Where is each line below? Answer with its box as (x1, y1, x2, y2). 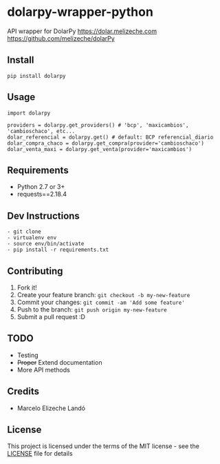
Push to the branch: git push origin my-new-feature (16, 305, 167, 314)
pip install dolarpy (7, 72, 67, 79)
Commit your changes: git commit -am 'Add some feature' (16, 298, 186, 306)
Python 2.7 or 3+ (16, 183, 65, 191)
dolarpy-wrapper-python (7, 4, 153, 20)
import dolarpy (7, 110, 51, 117)
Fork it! (16, 283, 38, 292)
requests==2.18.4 (16, 190, 67, 199)
